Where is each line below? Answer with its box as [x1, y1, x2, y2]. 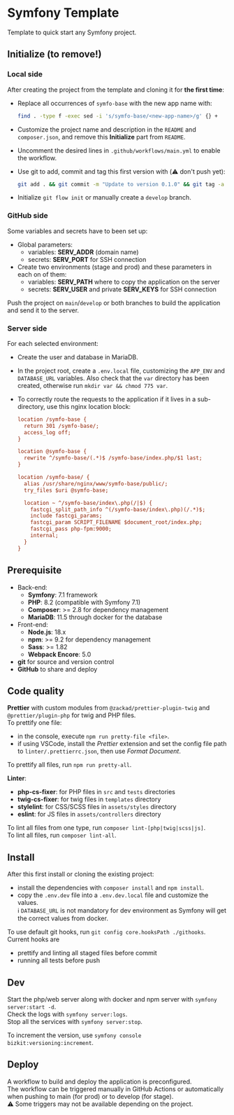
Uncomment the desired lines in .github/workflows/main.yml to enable [17, 146, 221, 155]
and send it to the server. [7, 306, 79, 314]
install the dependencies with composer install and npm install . [17, 884, 205, 892]
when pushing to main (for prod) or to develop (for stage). [7, 1092, 174, 1100]
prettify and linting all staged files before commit [17, 949, 157, 957]
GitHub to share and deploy [17, 665, 98, 673]
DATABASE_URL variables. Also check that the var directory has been [17, 373, 210, 382]
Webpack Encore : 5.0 [27, 650, 92, 658]
